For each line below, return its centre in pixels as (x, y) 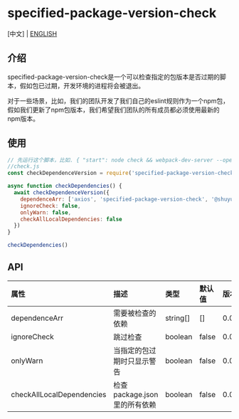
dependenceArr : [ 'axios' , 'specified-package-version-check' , (114, 199)
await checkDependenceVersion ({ (62, 193)
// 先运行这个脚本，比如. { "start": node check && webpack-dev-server (110, 160)
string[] (177, 318)
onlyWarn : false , (46, 212)
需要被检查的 (135, 313)
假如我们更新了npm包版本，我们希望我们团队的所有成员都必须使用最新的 (114, 110)
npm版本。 (23, 118)
